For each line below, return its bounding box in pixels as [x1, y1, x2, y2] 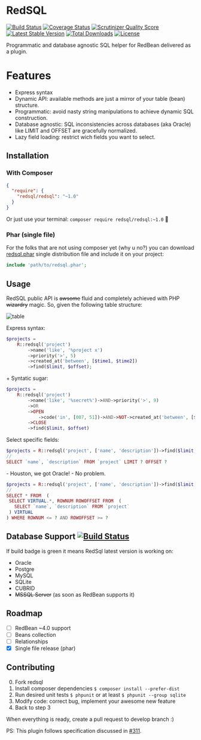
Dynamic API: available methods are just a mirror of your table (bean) [14, 95, 185, 102]
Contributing [6, 663, 55, 673]
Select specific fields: [6, 436, 60, 444]
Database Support [6, 532, 76, 542]
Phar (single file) [6, 230, 56, 239]
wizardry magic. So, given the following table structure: [6, 301, 142, 308]
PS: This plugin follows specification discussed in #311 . [6, 727, 142, 734]
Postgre [14, 565, 35, 573]
